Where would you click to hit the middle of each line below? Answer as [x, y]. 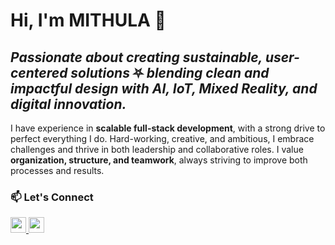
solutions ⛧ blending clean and [170, 72]
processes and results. [57, 170]
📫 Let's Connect [52, 197]
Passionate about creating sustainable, [136, 57]
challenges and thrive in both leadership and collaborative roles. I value [157, 149]
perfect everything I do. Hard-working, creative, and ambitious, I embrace [162, 138]
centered [39, 72]
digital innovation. [68, 104]
